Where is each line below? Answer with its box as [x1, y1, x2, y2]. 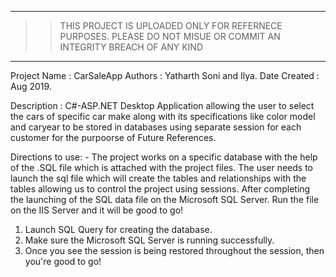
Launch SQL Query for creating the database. [24, 224, 213, 235]
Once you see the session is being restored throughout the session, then [24, 245, 325, 256]
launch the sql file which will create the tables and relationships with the [10, 172, 307, 184]
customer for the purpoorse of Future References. [10, 132, 217, 143]
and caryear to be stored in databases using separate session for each [10, 121, 302, 133]
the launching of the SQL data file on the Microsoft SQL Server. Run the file [10, 194, 320, 205]
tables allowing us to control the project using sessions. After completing [10, 183, 311, 195]
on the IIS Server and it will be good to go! [10, 204, 184, 216]
